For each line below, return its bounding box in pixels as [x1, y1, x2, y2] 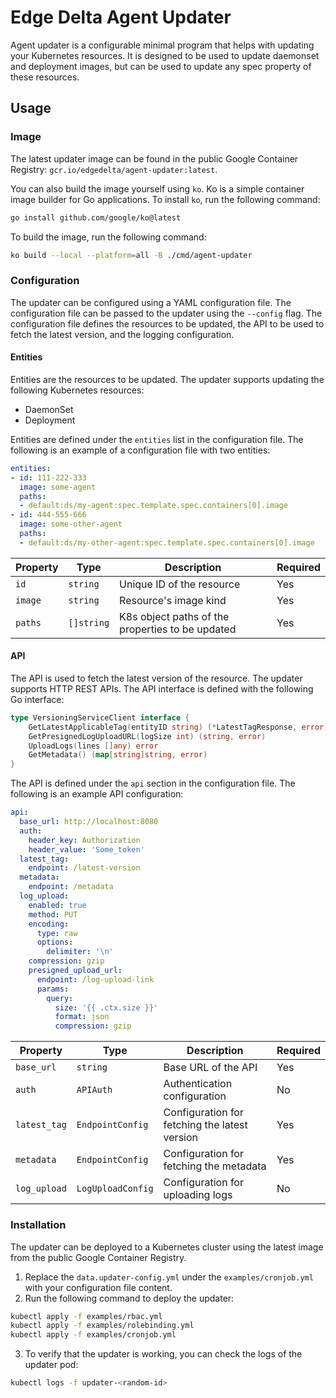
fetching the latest [163, 1118, 248, 1132]
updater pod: [24, 1359, 79, 1371]
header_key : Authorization [28, 835, 141, 845]
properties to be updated [119, 622, 237, 636]
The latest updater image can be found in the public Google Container [10, 152, 299, 165]
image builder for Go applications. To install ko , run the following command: [10, 193, 321, 205]
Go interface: [10, 693, 65, 705]
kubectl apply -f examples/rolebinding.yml [10, 1321, 195, 1331]
